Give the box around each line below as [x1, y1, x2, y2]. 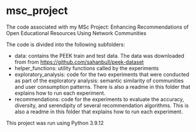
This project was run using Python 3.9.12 [6, 119, 104, 126]
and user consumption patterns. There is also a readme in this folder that [14, 83, 191, 90]
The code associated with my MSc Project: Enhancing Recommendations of [6, 23, 189, 30]
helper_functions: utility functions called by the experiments [14, 64, 159, 71]
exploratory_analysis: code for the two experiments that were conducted [14, 71, 190, 78]
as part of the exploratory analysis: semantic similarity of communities [14, 77, 184, 84]
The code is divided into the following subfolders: [6, 41, 126, 48]
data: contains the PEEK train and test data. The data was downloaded [14, 52, 184, 59]
